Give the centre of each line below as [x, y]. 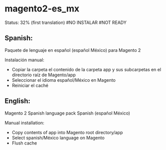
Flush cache [24, 143]
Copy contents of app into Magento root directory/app [67, 132]
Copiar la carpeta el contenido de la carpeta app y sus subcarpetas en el [86, 69]
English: [18, 101]
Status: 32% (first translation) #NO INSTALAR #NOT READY [66, 22]
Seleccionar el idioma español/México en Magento [64, 80]
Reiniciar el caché [30, 85]
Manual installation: [25, 123]
